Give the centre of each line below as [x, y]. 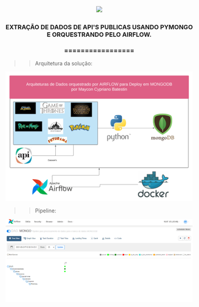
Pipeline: [45, 211]
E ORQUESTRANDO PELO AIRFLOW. [99, 35]
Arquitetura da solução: [64, 64]
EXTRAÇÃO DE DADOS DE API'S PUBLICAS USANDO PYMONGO [99, 27]
